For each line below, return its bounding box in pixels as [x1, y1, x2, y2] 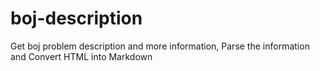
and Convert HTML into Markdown [10, 50, 153, 62]
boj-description [10, 7, 143, 30]
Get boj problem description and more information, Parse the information [10, 40, 310, 52]
